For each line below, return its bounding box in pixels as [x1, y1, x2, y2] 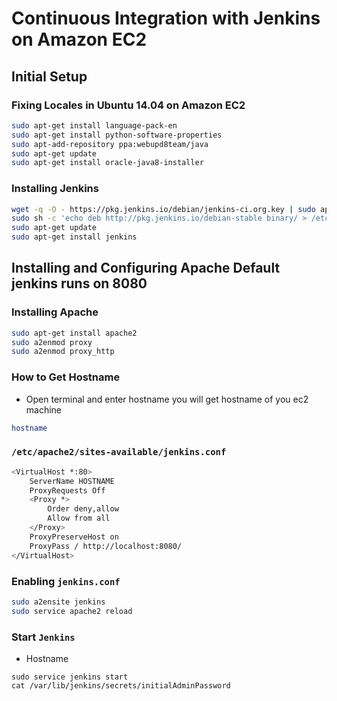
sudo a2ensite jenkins [11, 597, 106, 607]
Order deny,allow [47, 504, 119, 514]
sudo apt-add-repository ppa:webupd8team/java [11, 139, 209, 149]
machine [25, 403, 63, 416]
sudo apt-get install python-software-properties [11, 130, 223, 140]
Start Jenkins [11, 630, 76, 644]
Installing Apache [11, 305, 99, 319]
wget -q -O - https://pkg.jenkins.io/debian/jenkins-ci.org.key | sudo [11, 204, 316, 214]
